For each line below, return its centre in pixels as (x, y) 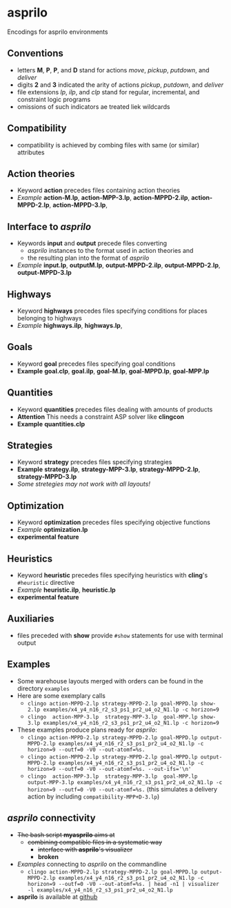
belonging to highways (50, 318)
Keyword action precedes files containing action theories (99, 190)
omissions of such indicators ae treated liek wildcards (93, 106)
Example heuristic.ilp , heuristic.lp (66, 590)
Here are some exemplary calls (61, 695)
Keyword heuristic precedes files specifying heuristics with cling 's (112, 575)
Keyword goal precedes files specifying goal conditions (96, 364)
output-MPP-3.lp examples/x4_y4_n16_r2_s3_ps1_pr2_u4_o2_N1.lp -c (125, 782)
